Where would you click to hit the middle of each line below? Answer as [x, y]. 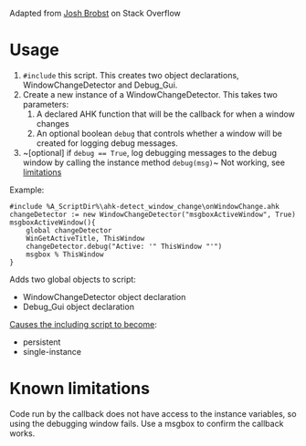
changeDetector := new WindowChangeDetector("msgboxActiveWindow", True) [153, 214]
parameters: [46, 104]
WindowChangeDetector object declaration [104, 296]
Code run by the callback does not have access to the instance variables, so [153, 413]
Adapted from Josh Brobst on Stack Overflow [95, 13]
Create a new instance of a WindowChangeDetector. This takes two [150, 94]
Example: [27, 190]
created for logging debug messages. [107, 143]
